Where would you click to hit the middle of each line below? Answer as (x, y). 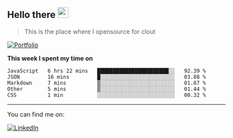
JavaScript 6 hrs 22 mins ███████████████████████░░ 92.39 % (107, 71)
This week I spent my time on (50, 58)
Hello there (32, 15)
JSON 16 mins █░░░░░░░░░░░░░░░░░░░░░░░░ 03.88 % (107, 77)
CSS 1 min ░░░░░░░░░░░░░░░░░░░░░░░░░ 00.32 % (107, 95)
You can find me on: (36, 114)
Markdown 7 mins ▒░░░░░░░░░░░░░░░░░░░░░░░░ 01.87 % (107, 83)
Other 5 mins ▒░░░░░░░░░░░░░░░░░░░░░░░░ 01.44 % (107, 89)
